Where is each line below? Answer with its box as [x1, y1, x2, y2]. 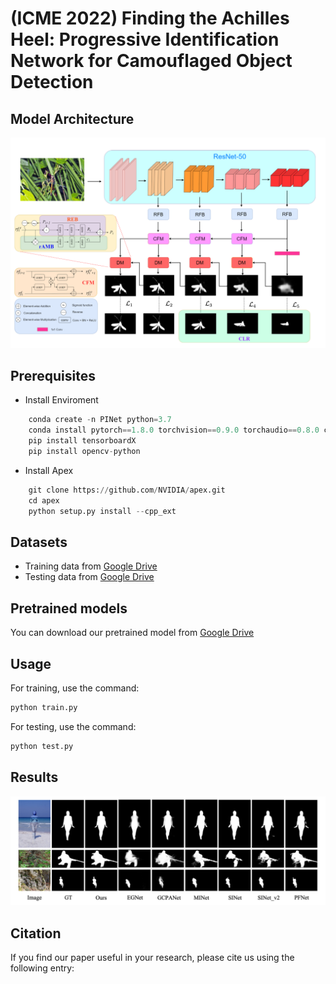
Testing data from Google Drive [24, 571, 155, 583]
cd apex [28, 495, 60, 506]
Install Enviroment [24, 394, 99, 406]
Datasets [10, 533, 68, 551]
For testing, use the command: [10, 720, 137, 732]
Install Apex [24, 464, 74, 476]
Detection [10, 71, 94, 94]
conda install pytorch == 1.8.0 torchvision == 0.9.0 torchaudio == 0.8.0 [28, 425, 320, 436]
